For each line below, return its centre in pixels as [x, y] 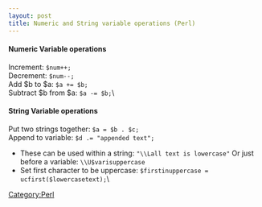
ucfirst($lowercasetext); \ [65, 179]
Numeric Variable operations [57, 49]
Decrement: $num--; [41, 75]
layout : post [30, 16]
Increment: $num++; [40, 67]
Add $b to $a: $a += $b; [48, 84]
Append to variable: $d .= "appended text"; [82, 137]
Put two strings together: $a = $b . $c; [74, 129]
